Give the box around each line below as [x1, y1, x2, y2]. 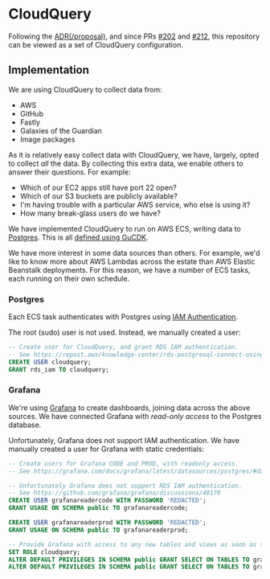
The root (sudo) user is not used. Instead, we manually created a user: [8, 327, 241, 338]
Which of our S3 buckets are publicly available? [19, 191, 178, 201]
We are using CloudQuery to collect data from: [8, 84, 162, 94]
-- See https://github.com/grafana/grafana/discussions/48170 [8, 489, 221, 497]
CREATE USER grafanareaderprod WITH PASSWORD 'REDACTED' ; [8, 519, 207, 527]
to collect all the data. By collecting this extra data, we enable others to [8, 158, 243, 168]
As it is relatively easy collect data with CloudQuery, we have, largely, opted [8, 150, 260, 159]
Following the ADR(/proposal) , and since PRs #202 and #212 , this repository [8, 31, 260, 41]
